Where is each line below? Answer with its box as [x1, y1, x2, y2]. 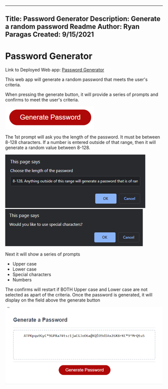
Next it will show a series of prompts [5, 251, 80, 257]
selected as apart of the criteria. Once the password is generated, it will [5, 292, 152, 298]
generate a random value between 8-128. [5, 144, 90, 150]
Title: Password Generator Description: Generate [5, 14, 161, 23]
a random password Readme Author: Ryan [5, 22, 140, 31]
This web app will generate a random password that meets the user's [5, 76, 148, 82]
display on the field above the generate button [5, 297, 100, 303]
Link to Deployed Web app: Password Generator [5, 67, 104, 73]
